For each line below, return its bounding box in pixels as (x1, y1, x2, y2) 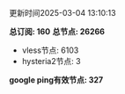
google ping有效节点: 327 (9, 75, 104, 85)
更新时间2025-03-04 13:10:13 (9, 8, 116, 18)
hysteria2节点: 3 (21, 56, 81, 66)
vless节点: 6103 (21, 45, 79, 55)
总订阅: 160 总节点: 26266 (9, 26, 106, 37)
